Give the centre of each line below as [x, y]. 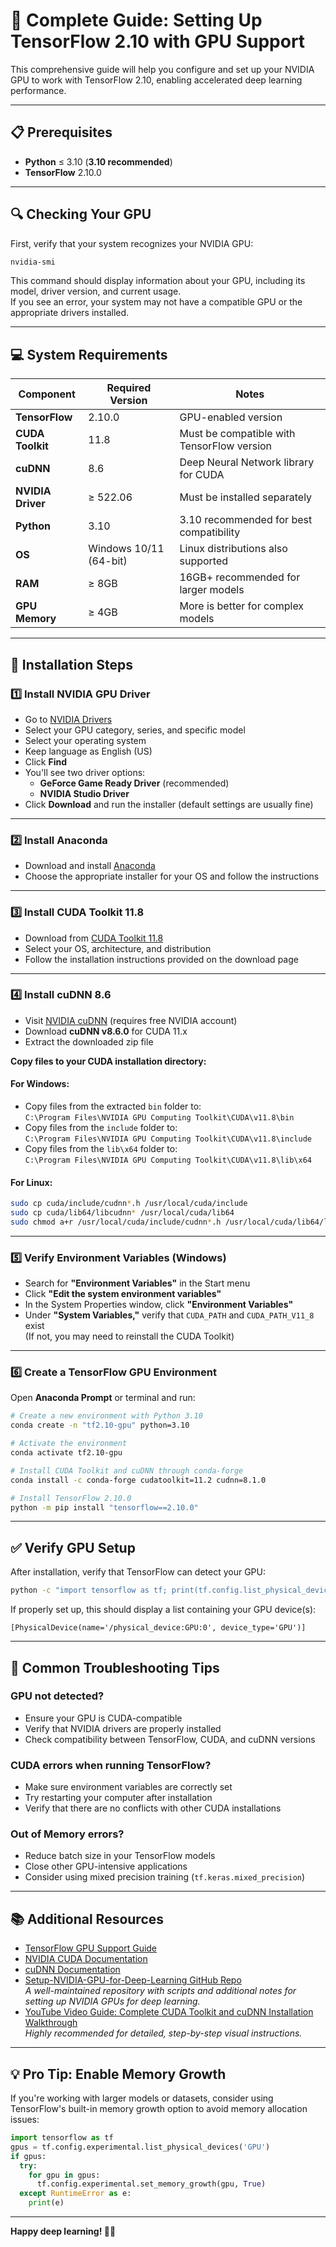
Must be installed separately [246, 497]
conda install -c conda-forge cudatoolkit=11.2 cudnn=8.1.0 [138, 1480]
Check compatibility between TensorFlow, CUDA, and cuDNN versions [170, 1739]
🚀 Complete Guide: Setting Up [136, 20]
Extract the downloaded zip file [89, 1041]
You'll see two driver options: [85, 772]
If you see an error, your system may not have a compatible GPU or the [156, 302]
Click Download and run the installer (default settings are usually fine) [169, 804]
